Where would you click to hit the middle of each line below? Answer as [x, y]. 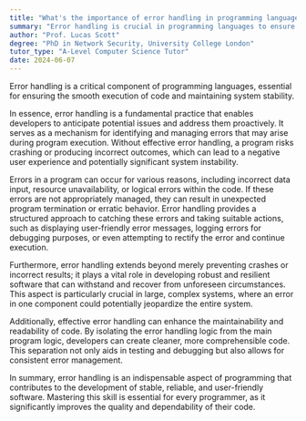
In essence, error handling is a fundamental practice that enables [132, 113]
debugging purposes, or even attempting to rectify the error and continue [147, 237]
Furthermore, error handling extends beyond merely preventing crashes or [149, 265]
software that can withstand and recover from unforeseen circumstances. [148, 284]
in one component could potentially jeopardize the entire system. [131, 303]
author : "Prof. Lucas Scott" [65, 35]
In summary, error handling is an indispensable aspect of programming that [151, 378]
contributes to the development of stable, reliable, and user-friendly [137, 387]
